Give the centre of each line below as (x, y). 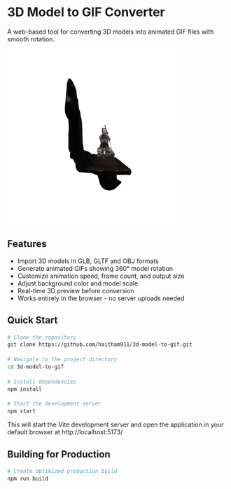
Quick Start (33, 320)
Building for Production (59, 454)
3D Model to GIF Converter (86, 12)
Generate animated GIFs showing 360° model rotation (95, 268)
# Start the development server (54, 404)
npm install (24, 389)
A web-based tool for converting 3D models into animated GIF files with (111, 32)
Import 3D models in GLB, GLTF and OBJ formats (88, 261)
